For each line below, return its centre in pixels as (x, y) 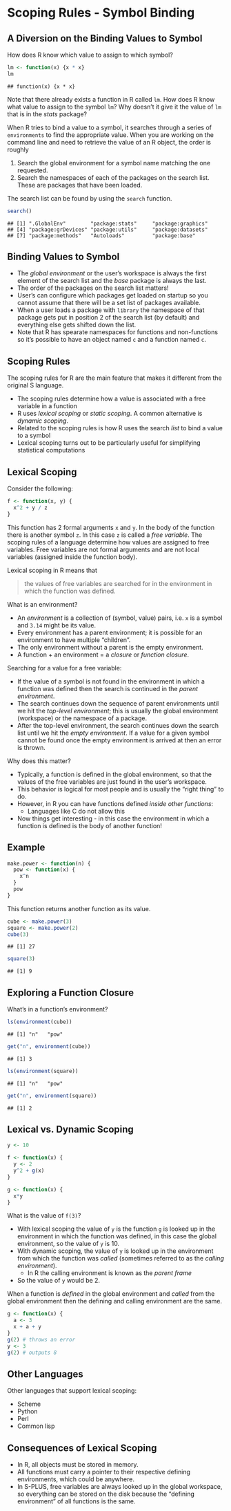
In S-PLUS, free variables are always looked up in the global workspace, (120, 1487)
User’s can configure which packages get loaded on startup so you (112, 295)
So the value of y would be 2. (59, 1281)
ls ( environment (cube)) (40, 1022)
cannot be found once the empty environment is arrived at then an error (119, 740)
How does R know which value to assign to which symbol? (90, 55)
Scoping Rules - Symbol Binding (101, 13)
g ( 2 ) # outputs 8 (32, 1353)
